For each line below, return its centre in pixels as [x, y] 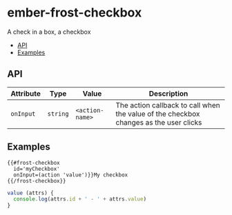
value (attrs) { [30, 193]
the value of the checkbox [158, 114]
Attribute [26, 93]
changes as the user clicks [159, 122]
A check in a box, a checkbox [49, 32]
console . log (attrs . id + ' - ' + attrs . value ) [80, 199]
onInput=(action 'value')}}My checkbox [71, 175]
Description [168, 93]
